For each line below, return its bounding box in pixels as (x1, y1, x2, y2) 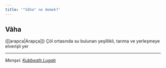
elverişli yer (5, 44, 29, 49)
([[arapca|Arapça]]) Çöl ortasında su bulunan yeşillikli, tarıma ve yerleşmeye (5, 38, 160, 44)
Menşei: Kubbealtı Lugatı (5, 57, 56, 64)
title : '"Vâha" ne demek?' (5, 7, 61, 12)
